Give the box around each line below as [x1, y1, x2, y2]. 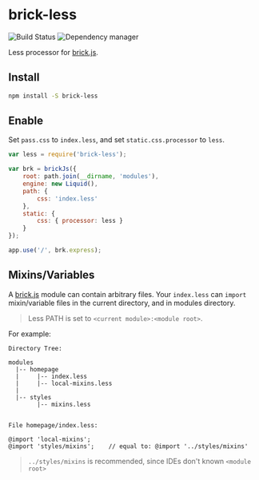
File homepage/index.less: [8, 421, 98, 429]
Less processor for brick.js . [8, 47, 98, 57]
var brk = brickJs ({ [8, 165, 78, 173]
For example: [8, 329, 52, 339]
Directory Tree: [8, 344, 62, 352]
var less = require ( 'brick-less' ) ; [8, 150, 127, 159]
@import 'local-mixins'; [8, 435, 91, 443]
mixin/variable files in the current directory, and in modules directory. [8, 298, 236, 307]
